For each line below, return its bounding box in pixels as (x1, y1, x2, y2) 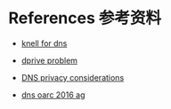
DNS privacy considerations (20, 72, 125, 82)
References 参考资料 (8, 8, 162, 28)
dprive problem (20, 55, 77, 66)
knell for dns (20, 37, 68, 49)
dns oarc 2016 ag (20, 90, 85, 100)
